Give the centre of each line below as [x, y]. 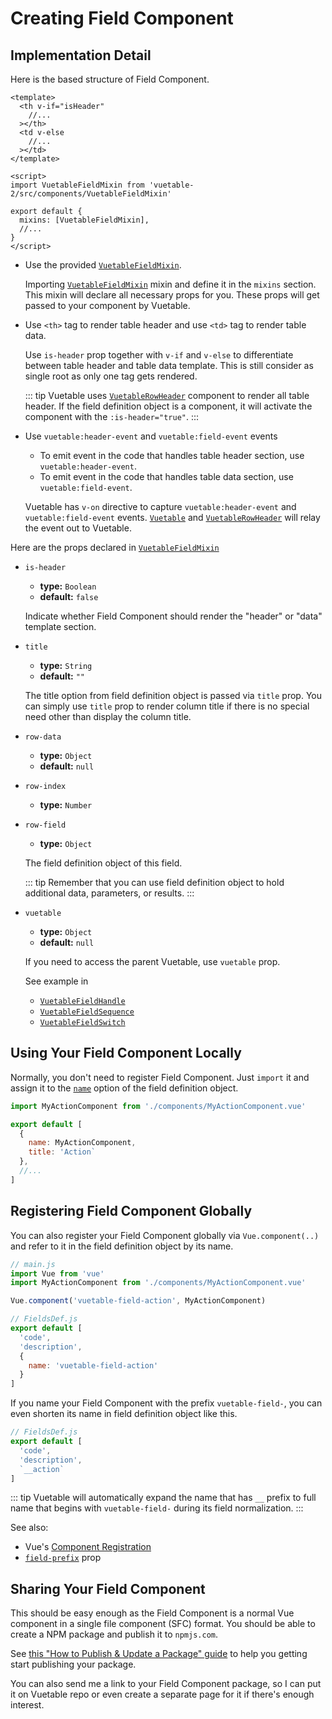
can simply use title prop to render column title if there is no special [167, 706]
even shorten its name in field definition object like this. [124, 1414]
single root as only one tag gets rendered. [111, 376]
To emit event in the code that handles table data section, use [166, 476]
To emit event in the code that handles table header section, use [172, 455]
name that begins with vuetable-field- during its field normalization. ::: [157, 1508]
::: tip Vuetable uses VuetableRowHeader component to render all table [167, 395]
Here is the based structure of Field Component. [110, 79]
